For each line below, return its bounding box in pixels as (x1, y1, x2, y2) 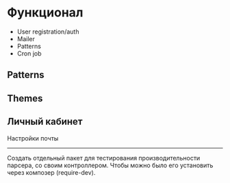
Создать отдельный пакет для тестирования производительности (7, 154, 201, 162)
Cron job (16, 49, 42, 58)
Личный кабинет (7, 116, 84, 127)
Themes (7, 93, 43, 104)
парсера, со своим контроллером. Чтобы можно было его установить (7, 161, 214, 169)
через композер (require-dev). (7, 168, 96, 176)
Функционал (7, 5, 84, 21)
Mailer (16, 34, 36, 42)
